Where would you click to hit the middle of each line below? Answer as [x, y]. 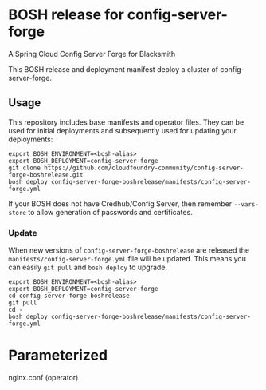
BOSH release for [66, 15]
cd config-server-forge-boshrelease [69, 296]
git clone [25, 168]
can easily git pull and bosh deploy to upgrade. [88, 267]
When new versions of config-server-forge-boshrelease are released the [129, 250]
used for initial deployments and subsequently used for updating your [122, 130]
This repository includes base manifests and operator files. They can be [126, 122]
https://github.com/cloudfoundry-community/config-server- [144, 168]
